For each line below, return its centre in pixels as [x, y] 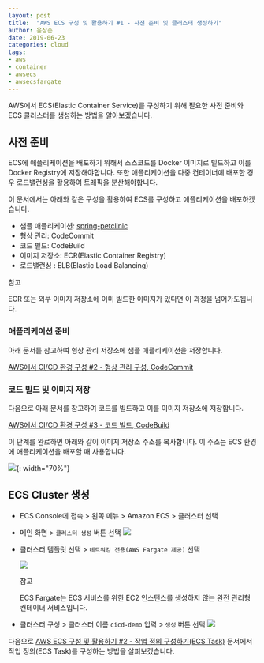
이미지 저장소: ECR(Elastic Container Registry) [93, 256]
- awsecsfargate [35, 81]
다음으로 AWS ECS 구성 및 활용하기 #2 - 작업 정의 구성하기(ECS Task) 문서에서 [130, 641]
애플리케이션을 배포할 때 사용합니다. [71, 451]
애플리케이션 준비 [39, 331]
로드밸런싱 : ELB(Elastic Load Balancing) [84, 266]
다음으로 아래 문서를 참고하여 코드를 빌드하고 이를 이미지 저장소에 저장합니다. [126, 408]
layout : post [30, 15]
